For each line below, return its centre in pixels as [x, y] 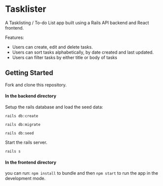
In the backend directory [31, 96]
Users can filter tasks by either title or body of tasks [65, 57]
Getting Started [29, 73]
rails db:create [22, 116]
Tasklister [26, 9]
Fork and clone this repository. [36, 85]
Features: [15, 37]
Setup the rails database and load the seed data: [54, 107]
